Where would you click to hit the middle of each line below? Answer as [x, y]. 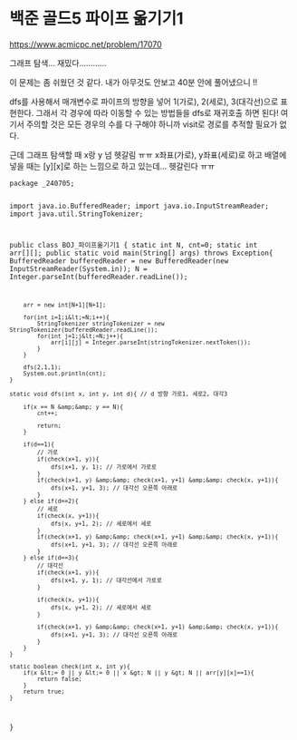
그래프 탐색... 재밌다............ [58, 63]
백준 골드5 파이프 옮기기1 [96, 19]
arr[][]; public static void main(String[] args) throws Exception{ [141, 253]
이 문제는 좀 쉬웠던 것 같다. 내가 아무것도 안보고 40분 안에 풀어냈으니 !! [134, 82]
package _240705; [42, 183]
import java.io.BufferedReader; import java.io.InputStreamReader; [139, 206]
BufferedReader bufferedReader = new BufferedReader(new [119, 261]
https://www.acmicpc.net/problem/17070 [86, 44]
